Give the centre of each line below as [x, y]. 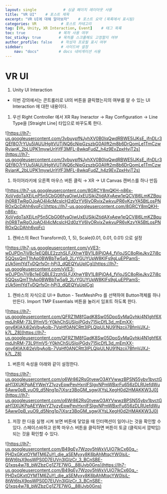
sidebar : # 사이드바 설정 [47, 47]
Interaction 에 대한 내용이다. [40, 106]
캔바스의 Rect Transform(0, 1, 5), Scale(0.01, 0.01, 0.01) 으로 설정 [77, 238]
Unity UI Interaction [32, 90]
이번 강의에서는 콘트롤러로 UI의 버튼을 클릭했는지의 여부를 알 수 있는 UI [81, 100]
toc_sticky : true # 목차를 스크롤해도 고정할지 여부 [62, 38]
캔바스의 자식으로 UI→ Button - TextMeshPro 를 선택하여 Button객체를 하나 [86, 295]
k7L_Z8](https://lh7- [26, 332]
